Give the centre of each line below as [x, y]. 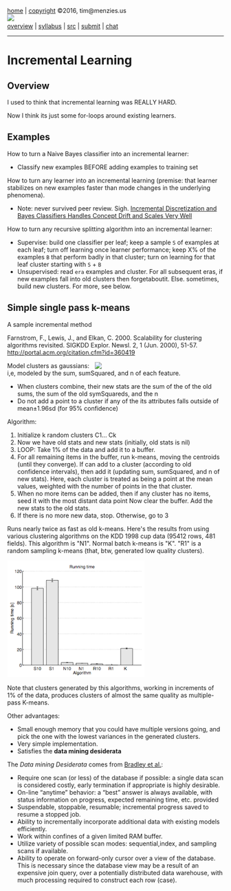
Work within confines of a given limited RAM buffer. [90, 836]
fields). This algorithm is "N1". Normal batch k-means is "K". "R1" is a [104, 543]
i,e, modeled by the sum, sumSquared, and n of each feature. [94, 373]
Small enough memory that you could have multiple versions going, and [119, 729]
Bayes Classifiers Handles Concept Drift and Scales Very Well [104, 215]
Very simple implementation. [57, 744]
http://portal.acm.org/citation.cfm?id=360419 [71, 352]
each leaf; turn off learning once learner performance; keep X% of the [117, 249]
